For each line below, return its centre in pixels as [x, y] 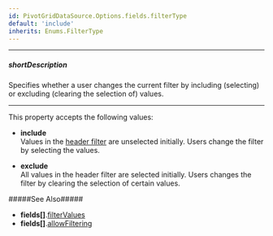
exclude [34, 166]
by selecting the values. [60, 151]
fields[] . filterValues [52, 215]
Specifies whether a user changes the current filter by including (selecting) [134, 85]
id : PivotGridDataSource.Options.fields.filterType [97, 16]
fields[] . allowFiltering [56, 224]
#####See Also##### [46, 199]
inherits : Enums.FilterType [56, 31]
